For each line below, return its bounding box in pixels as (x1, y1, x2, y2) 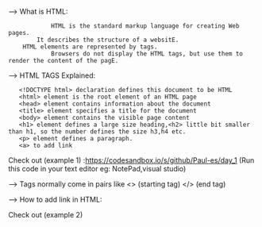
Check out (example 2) (8, 210, 83, 219)
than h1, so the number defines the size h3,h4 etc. (8, 128, 187, 136)
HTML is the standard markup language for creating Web (50, 22, 240, 30)
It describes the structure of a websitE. (37, 36, 179, 44)
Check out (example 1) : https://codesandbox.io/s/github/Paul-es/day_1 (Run (8, 156, 255, 165)
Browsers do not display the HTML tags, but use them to (50, 50, 244, 58)
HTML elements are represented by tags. (22, 43, 158, 51)
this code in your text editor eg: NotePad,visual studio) (8, 164, 187, 173)
